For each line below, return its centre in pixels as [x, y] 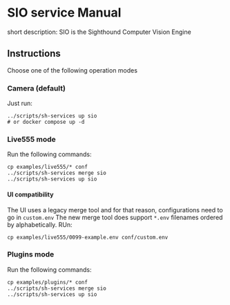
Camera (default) [36, 88]
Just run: [20, 103]
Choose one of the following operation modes [73, 70]
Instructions [34, 54]
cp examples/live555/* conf [48, 167]
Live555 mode [32, 139]
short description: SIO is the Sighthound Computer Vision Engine [99, 32]
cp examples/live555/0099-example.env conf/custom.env [88, 237]
